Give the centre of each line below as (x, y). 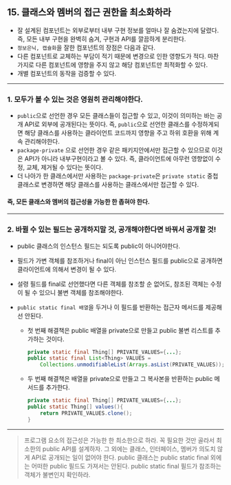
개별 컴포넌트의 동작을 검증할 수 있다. (67, 73)
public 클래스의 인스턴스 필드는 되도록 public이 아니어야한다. (99, 246)
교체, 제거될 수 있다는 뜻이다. (65, 167)
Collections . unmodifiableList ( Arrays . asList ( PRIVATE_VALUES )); (132, 365)
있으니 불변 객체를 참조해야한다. (81, 292)
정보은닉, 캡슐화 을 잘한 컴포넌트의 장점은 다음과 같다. (86, 48)
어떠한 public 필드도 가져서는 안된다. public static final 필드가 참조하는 (126, 466)
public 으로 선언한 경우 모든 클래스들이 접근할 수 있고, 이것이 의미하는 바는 (116, 116)
